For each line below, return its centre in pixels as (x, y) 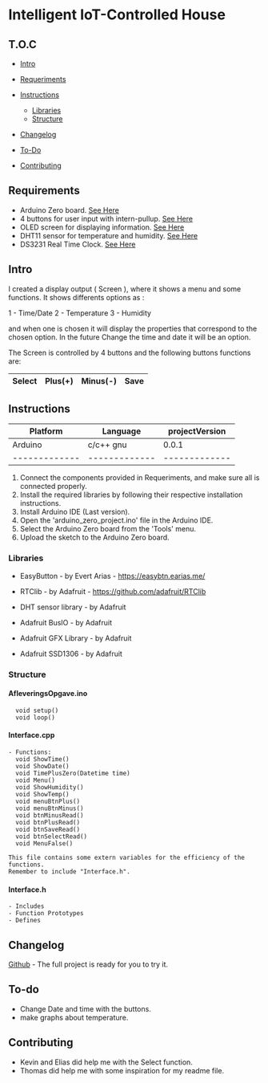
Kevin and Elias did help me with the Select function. (106, 1062)
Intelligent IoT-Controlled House (117, 15)
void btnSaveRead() (48, 830)
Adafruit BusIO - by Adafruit (66, 622)
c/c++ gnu (107, 445)
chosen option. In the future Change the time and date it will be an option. (130, 337)
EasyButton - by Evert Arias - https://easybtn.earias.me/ (112, 576)
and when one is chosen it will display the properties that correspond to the (133, 328)
